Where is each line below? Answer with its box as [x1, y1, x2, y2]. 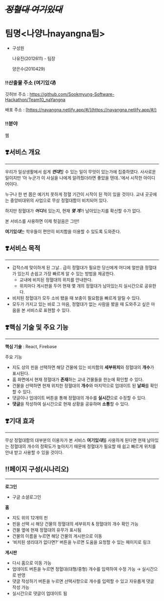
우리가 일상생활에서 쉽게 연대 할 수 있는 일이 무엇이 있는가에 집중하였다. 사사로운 [5, 168, 156, 174]
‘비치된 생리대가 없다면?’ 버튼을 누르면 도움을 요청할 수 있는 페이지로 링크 [12, 539, 151, 545]
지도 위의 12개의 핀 [12, 515, 48, 520]
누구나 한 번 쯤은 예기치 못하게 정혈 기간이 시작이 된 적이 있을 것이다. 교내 [5, 191, 144, 197]
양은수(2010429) [12, 66, 45, 72]
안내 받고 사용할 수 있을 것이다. [5, 449, 64, 455]
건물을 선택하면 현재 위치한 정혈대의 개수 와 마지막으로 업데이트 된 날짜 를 [12, 383, 149, 389]
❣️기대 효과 [5, 416, 35, 425]
